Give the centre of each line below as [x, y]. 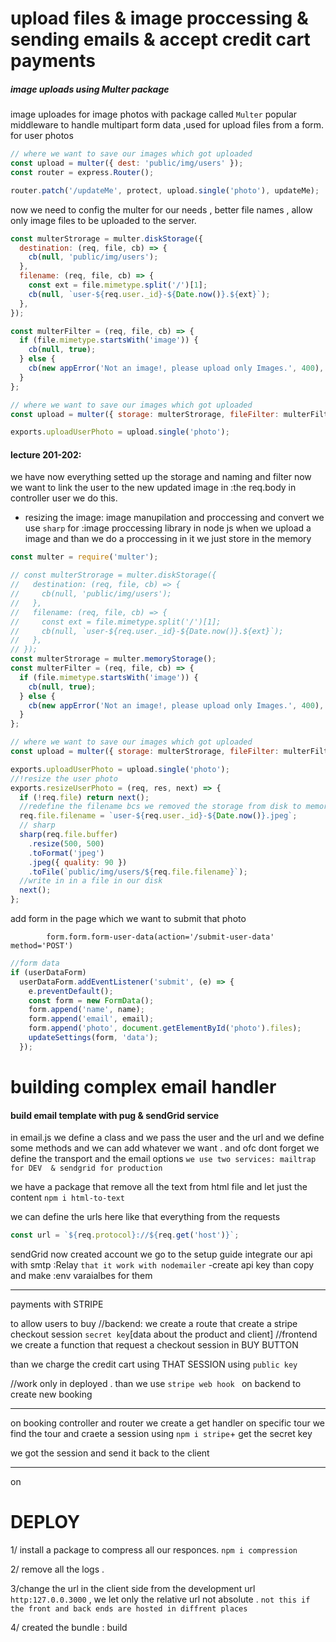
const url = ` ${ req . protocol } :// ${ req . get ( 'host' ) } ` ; [125, 1235]
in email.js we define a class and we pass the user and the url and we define [167, 1138]
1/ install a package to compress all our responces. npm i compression [154, 1550]
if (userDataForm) [48, 972]
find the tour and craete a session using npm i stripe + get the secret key [161, 1434]
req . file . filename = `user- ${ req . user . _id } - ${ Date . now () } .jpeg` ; [158, 816]
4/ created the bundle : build [69, 1628]
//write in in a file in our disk [91, 881]
